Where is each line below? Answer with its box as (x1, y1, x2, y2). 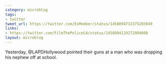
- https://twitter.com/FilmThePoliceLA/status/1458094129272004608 (5, 30, 149, 35)
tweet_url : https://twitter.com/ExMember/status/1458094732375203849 (5, 21, 153, 26)
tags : (5, 12, 16, 17)
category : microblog (5, 7, 48, 12)
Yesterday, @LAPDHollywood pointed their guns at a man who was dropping (5, 48, 163, 55)
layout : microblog (5, 35, 43, 40)
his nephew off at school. (5, 54, 57, 60)
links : (5, 26, 19, 31)
